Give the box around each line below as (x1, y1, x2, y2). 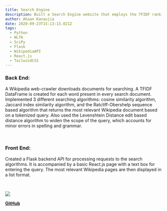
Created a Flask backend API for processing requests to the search (5, 156, 143, 162)
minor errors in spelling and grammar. (5, 123, 83, 129)
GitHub (5, 200, 20, 206)
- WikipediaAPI (9, 49, 41, 54)
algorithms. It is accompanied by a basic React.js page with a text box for (5, 161, 155, 167)
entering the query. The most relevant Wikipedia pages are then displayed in (5, 166, 162, 172)
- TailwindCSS (9, 58, 39, 63)
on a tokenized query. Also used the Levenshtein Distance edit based (5, 112, 147, 118)
